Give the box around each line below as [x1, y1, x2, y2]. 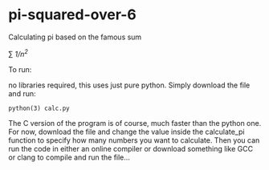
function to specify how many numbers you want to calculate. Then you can [8, 135, 260, 145]
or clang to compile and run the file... [8, 152, 131, 162]
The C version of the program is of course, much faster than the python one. [8, 118, 262, 127]
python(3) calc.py [8, 104, 70, 112]
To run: [8, 64, 32, 74]
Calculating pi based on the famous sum [8, 32, 142, 42]
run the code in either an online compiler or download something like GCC [8, 144, 254, 153]
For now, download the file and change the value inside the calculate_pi [8, 127, 245, 136]
